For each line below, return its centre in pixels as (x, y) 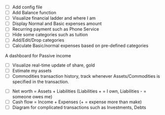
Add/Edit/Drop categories (38, 40)
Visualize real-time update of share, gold (53, 65)
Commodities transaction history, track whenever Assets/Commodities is (86, 76)
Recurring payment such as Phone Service (56, 29)
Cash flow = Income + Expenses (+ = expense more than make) (77, 102)
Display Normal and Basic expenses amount (57, 23)
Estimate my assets (32, 70)
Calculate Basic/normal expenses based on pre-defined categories (80, 46)
